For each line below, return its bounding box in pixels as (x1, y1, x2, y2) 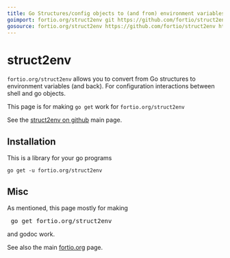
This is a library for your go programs (7, 154, 112, 162)
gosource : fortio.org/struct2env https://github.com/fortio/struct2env (7, 23, 216, 29)
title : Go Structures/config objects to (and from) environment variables (7, 10, 225, 17)
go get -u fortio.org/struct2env (7, 167, 103, 175)
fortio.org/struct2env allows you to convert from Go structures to (7, 75, 196, 83)
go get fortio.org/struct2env (10, 217, 112, 224)
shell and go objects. (7, 90, 66, 98)
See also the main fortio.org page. (7, 243, 103, 251)
